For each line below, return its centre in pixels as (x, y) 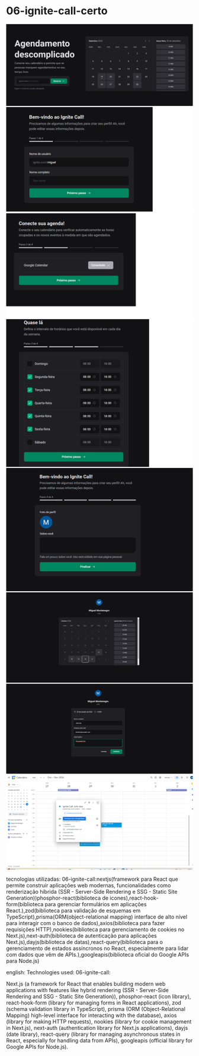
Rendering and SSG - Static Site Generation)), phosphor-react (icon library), (99, 996)
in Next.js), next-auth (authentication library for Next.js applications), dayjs (97, 1028)
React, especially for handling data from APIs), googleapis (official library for (99, 1040)
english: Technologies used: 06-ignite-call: (58, 972)
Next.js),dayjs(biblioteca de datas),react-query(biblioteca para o (84, 942)
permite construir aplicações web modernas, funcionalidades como (89, 885)
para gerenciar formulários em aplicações (96, 904)
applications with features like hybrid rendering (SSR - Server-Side (87, 990)
